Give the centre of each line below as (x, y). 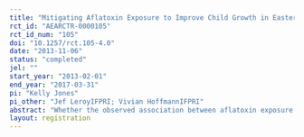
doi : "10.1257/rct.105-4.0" (62, 43)
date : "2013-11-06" (46, 51)
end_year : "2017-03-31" (54, 85)
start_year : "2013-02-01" (58, 77)
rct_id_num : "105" (44, 34)
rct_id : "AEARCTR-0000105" (60, 26)
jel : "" (24, 68)
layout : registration (50, 118)
